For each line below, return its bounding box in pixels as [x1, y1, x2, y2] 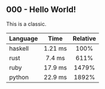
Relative [72, 34, 96, 42]
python [9, 73, 29, 81]
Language [9, 34, 39, 42]
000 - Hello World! [6, 5, 77, 15]
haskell [9, 44, 29, 52]
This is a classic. [6, 20, 47, 27]
